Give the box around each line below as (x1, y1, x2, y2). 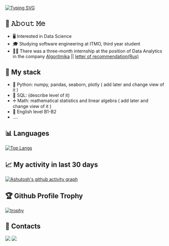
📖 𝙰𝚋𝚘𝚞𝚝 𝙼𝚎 (5, 19, 46, 28)
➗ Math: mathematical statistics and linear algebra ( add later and (12, 97, 149, 104)
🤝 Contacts (5, 222, 41, 231)
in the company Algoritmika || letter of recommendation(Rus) (12, 53, 139, 59)
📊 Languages (5, 129, 49, 138)
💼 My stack (5, 68, 41, 77)
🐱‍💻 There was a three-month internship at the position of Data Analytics (12, 48, 162, 54)
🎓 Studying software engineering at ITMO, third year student (12, 40, 140, 46)
